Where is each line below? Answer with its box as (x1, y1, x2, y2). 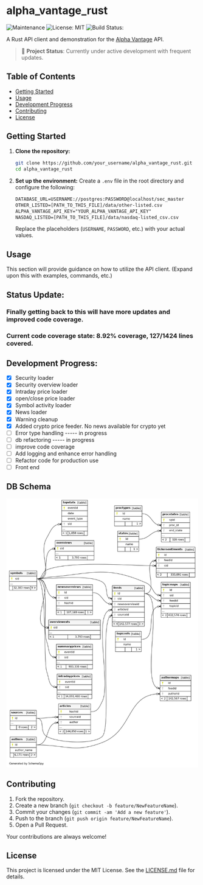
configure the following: (15, 184, 75, 191)
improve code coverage (15, 442, 75, 450)
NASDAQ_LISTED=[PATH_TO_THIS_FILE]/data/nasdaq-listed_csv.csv (15, 214, 179, 221)
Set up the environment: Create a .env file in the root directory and (15, 177, 184, 184)
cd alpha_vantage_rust (15, 166, 73, 172)
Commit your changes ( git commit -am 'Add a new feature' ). (15, 808, 170, 816)
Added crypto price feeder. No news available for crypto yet (15, 422, 166, 430)
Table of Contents (6, 71, 76, 82)
